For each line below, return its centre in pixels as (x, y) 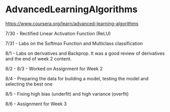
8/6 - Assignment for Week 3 (36, 104)
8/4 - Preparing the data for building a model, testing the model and (77, 78)
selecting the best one (29, 84)
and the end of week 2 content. (39, 59)
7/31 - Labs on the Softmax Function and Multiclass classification (74, 43)
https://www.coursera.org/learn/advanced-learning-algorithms (72, 24)
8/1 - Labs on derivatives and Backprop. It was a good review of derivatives (85, 53)
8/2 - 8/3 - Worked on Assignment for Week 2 (54, 69)
